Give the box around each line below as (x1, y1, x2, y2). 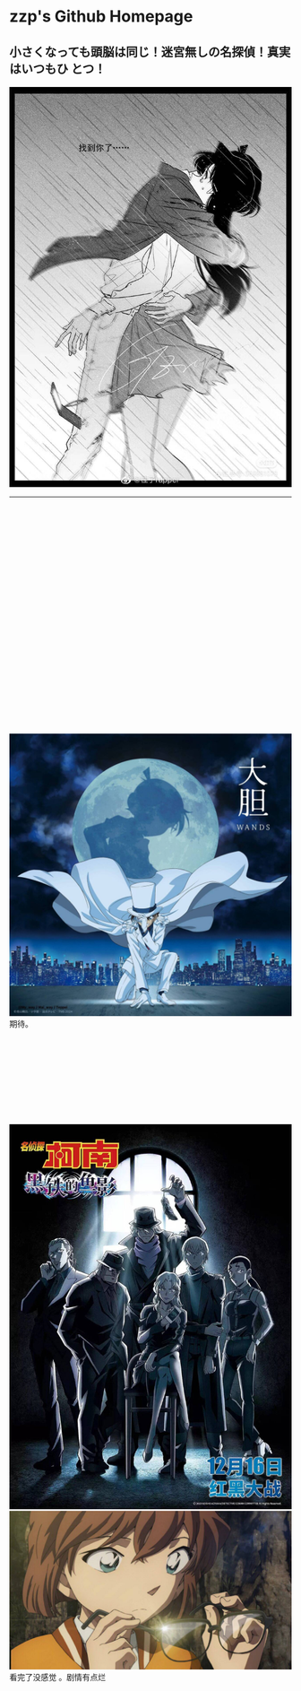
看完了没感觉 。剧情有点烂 (9, 1672, 106, 1683)
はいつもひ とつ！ (9, 61, 107, 76)
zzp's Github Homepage (9, 6, 193, 27)
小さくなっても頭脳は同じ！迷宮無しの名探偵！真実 (9, 44, 291, 59)
